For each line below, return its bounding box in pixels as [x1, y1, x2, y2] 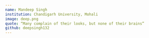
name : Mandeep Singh [5, 7, 48, 12]
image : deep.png [5, 16, 38, 21]
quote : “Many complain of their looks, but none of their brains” [5, 21, 145, 26]
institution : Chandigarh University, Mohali [5, 12, 98, 17]
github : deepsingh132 [5, 26, 50, 31]
